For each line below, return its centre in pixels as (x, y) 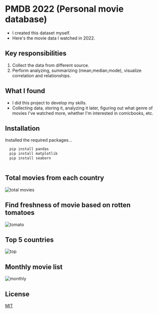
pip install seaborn (30, 158)
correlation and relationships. (41, 75)
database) (26, 19)
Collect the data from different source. (50, 65)
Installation (22, 128)
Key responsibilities (36, 53)
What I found (25, 91)
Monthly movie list (34, 267)
